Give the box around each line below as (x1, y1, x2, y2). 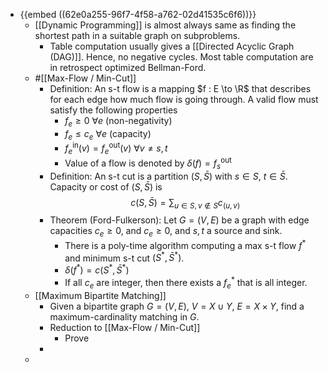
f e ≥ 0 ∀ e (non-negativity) (64, 115, 173, 129)
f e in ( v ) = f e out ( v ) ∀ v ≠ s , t (64, 140, 168, 157)
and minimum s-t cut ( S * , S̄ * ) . (64, 250, 185, 264)
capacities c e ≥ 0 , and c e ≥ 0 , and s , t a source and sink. (49, 225, 283, 239)
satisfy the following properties (49, 104, 178, 116)
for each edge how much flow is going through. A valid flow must (49, 94, 319, 105)
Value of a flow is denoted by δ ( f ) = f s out (64, 155, 232, 171)
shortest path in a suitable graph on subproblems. (34, 30, 241, 41)
